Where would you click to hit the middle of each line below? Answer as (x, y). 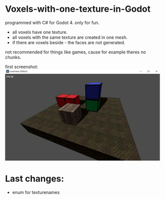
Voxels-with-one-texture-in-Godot (78, 9)
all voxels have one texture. (40, 32)
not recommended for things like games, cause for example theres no (76, 52)
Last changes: (35, 179)
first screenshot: (22, 67)
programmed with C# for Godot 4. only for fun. (52, 23)
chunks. (13, 57)
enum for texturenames (36, 193)
